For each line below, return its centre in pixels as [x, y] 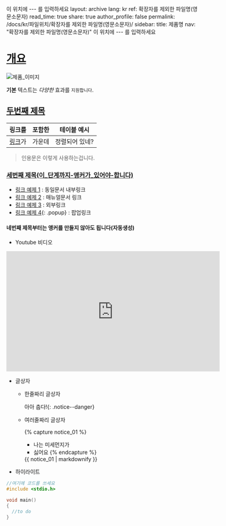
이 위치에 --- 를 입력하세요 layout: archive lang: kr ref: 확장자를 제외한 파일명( [100, 9]
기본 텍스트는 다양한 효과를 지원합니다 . [50, 90]
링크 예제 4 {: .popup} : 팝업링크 [53, 213]
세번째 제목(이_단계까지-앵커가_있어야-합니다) [70, 175]
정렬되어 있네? [75, 141]
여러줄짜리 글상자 [45, 420]
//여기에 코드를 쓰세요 [31, 484]
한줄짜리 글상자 [42, 394]
